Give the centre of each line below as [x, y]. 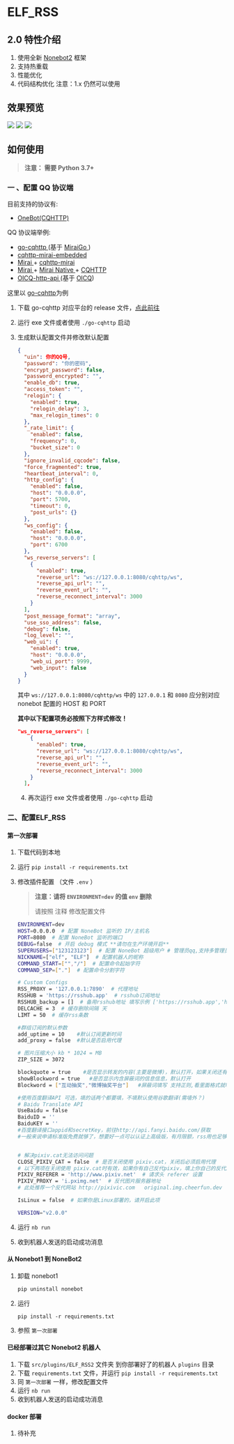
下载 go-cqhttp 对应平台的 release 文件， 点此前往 [88, 307]
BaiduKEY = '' [38, 1124]
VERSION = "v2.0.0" [42, 1213]
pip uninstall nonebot [50, 1289]
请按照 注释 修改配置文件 [70, 912]
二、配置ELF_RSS [37, 817]
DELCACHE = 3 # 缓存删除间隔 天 [62, 1008]
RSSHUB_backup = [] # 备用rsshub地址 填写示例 [83, 1002]
